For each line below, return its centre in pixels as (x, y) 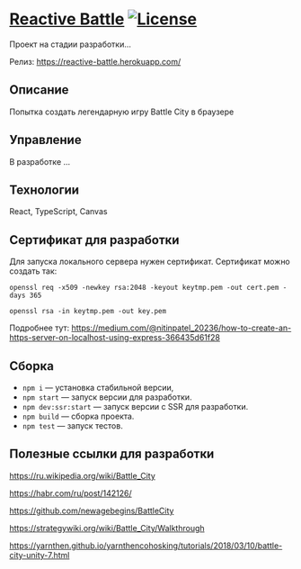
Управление (46, 140)
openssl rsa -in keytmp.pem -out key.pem (88, 312)
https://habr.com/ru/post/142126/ (71, 493)
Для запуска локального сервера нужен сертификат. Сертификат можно (150, 262)
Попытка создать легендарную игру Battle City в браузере (122, 112)
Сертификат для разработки (94, 240)
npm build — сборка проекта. (78, 416)
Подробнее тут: (40, 328)
